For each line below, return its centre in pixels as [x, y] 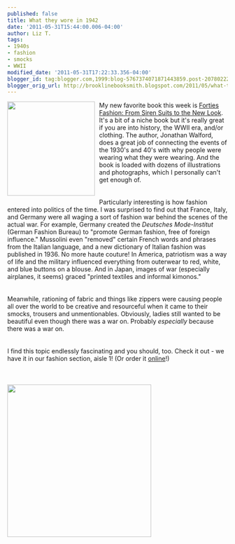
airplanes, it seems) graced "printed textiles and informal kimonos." [104, 277]
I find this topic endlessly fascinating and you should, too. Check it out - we [116, 351]
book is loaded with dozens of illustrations [160, 165]
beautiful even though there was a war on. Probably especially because [111, 321]
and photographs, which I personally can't [160, 172]
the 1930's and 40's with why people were [160, 150]
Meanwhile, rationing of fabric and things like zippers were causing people [115, 299]
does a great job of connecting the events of [163, 143]
